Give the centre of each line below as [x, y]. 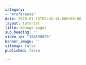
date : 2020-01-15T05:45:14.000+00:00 [43, 19]
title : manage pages [26, 28]
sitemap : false [20, 46]
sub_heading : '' [21, 32]
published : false [23, 50]
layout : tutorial [23, 23]
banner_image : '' [23, 42]
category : [15, 10]
